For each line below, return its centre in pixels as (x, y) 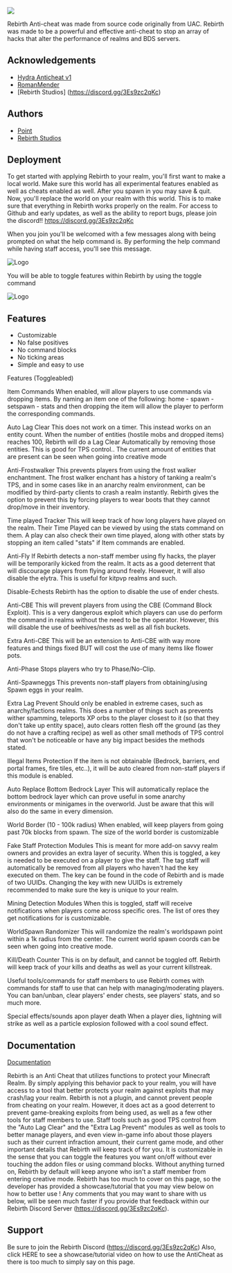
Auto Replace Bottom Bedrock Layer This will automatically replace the (108, 789)
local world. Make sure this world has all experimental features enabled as (113, 184)
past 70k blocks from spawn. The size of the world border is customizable (113, 832)
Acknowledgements (52, 61)
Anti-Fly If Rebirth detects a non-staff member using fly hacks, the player (111, 556)
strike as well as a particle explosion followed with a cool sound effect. (108, 1024)
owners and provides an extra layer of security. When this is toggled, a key (114, 853)
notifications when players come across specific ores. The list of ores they (114, 911)
